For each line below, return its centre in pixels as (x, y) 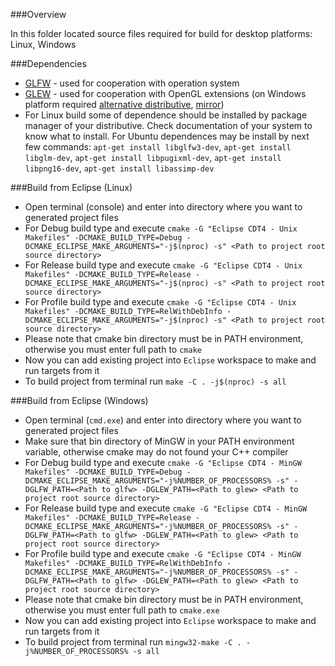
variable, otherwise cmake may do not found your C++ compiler (156, 452)
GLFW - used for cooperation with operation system (132, 83)
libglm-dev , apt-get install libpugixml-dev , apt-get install (153, 157)
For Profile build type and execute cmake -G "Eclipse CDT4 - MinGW (163, 553)
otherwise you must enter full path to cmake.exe (122, 610)
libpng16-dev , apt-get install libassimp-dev (119, 168)
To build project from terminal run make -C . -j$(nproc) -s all (155, 381)
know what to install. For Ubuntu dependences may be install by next (167, 136)
